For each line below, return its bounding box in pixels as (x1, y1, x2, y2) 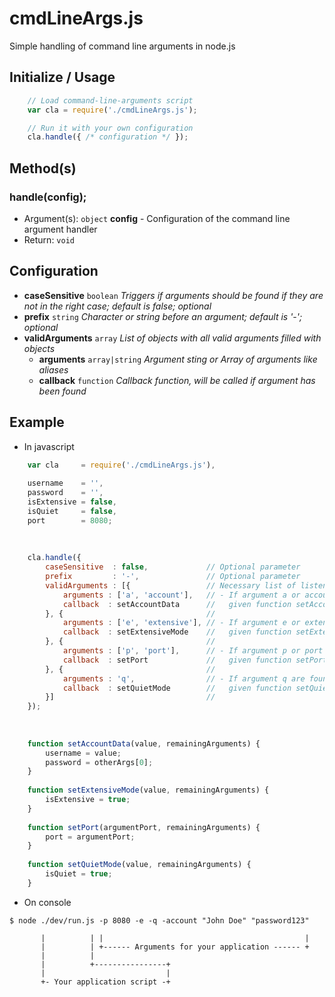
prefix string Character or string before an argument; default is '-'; (23, 310, 303, 322)
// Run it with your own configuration (27, 123, 194, 133)
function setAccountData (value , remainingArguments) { (27, 738, 261, 749)
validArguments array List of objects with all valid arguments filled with (23, 332, 322, 344)
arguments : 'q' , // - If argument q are (62, 673, 306, 684)
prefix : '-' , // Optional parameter (45, 572, 301, 582)
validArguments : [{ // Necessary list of (45, 580, 297, 591)
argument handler (23, 223, 98, 235)
